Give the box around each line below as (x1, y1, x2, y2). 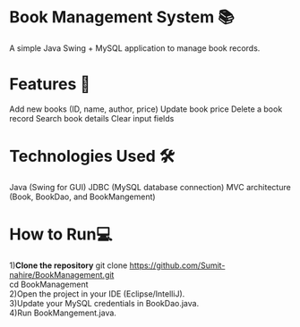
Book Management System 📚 (9, 7, 235, 28)
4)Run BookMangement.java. (9, 307, 116, 318)
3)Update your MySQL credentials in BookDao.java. (9, 298, 200, 308)
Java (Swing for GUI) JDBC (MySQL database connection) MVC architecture (9, 181, 291, 192)
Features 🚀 (9, 74, 91, 95)
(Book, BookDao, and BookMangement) (9, 191, 156, 202)
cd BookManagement (9, 279, 89, 289)
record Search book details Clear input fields (9, 113, 175, 123)
